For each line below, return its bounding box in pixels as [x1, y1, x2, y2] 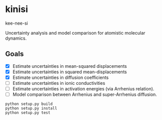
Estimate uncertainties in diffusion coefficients [12, 74, 109, 80]
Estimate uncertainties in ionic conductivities [12, 80, 106, 86]
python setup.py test [5, 110, 51, 115]
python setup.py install [5, 106, 57, 111]
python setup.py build [5, 101, 53, 106]
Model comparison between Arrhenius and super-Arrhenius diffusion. [12, 91, 157, 97]
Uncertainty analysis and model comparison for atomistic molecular [5, 30, 146, 36]
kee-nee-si [5, 20, 28, 26]
